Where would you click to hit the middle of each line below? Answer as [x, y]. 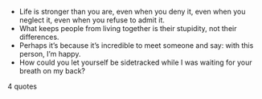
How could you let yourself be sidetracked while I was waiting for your [135, 62]
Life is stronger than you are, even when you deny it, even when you [132, 12]
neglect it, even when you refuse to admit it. [92, 20]
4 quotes [23, 86]
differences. [39, 37]
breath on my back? [52, 71]
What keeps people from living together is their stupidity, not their [128, 28]
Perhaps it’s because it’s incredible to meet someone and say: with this [136, 46]
